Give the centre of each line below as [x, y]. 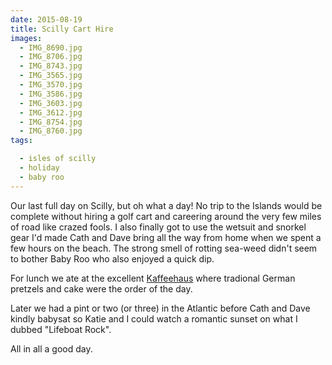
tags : [21, 141]
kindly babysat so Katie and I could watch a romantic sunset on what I [154, 318]
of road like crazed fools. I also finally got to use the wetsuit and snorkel [158, 227]
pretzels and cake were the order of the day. [101, 288]
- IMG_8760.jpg [51, 131]
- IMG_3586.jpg [51, 94]
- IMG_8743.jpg [51, 66]
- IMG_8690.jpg [51, 47]
